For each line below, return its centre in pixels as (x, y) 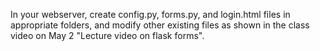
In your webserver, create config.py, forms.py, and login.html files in (150, 14)
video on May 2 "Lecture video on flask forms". (107, 35)
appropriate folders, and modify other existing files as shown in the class (160, 25)
